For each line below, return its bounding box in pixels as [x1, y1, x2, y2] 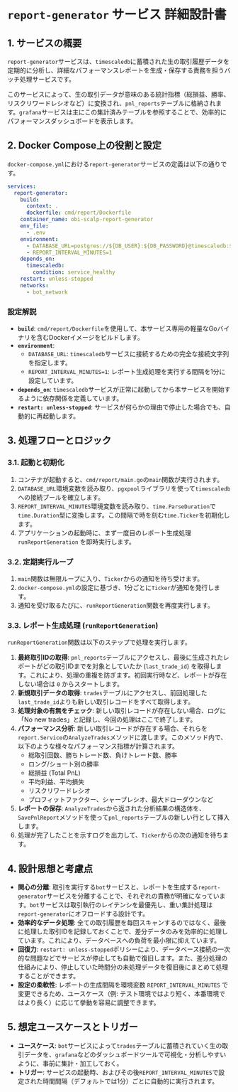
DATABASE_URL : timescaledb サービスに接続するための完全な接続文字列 [28, 349, 229, 358]
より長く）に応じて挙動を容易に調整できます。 [23, 998, 161, 1007]
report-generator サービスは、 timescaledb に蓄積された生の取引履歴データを [7, 58, 230, 65]
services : [7, 183, 37, 190]
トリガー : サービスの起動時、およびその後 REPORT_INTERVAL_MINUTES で [17, 1068, 219, 1076]
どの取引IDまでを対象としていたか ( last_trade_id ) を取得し [42, 662, 216, 670]
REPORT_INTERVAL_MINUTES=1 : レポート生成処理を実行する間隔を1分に [28, 367, 226, 375]
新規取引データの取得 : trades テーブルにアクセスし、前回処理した [17, 689, 208, 697]
